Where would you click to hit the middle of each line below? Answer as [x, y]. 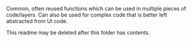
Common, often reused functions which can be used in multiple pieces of [96, 9]
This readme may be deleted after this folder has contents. [78, 33]
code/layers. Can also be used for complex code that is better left [87, 15]
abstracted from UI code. [37, 21]
